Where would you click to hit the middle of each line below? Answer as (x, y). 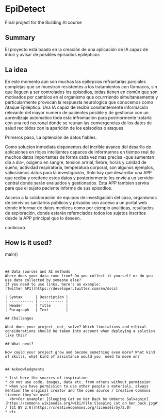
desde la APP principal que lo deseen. (43, 218)
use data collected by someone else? (43, 280)
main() (11, 254)
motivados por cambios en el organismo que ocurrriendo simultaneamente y (81, 97)
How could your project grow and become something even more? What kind (80, 352)
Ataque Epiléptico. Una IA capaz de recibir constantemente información (77, 107)
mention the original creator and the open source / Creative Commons (78, 391)
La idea (16, 70)
